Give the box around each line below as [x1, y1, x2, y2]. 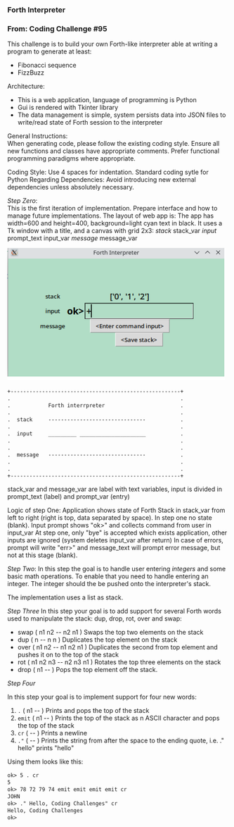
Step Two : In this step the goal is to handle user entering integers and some [7, 565, 226, 573]
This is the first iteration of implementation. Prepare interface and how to [7, 204, 218, 213]
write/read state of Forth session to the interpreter [17, 118, 163, 127]
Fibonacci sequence [17, 61, 77, 70]
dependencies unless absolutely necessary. [7, 183, 135, 192]
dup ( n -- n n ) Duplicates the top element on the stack [17, 635, 178, 644]
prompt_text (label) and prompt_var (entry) [7, 492, 130, 501]
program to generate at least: [7, 47, 92, 56]
